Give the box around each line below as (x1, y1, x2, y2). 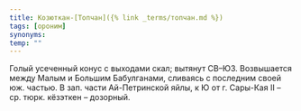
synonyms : (9, 30, 47, 39)
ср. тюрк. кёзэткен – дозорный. (9, 92, 131, 103)
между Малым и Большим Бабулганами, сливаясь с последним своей (9, 73, 282, 84)
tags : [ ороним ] (9, 22, 67, 31)
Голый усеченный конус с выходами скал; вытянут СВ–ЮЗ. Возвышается (9, 63, 293, 74)
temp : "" (9, 38, 42, 48)
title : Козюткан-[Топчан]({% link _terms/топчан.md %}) (9, 13, 223, 23)
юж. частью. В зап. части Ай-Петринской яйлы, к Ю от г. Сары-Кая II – (9, 82, 281, 93)
